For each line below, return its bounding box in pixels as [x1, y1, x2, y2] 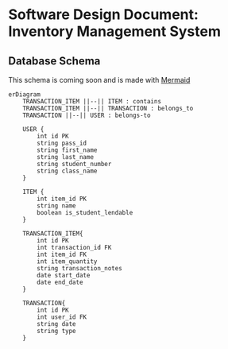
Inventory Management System [8, 22, 221, 41]
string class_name [37, 167, 98, 175]
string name [37, 202, 77, 210]
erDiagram [8, 91, 41, 99]
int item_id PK [37, 195, 87, 203]
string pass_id [37, 139, 87, 147]
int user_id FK [37, 313, 87, 321]
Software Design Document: [8, 6, 199, 24]
